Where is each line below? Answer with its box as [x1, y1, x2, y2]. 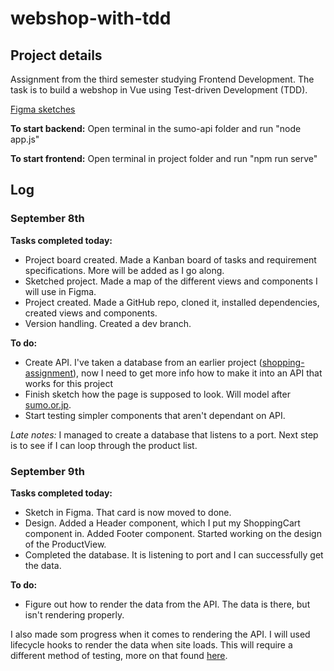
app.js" [10, 133, 40, 145]
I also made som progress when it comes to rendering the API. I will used [10, 628, 311, 640]
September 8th [10, 212, 85, 226]
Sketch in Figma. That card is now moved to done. [24, 506, 232, 518]
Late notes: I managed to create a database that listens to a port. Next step [10, 428, 319, 441]
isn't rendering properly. [24, 608, 125, 621]
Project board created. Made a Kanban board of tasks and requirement [24, 253, 317, 266]
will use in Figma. [24, 285, 97, 297]
